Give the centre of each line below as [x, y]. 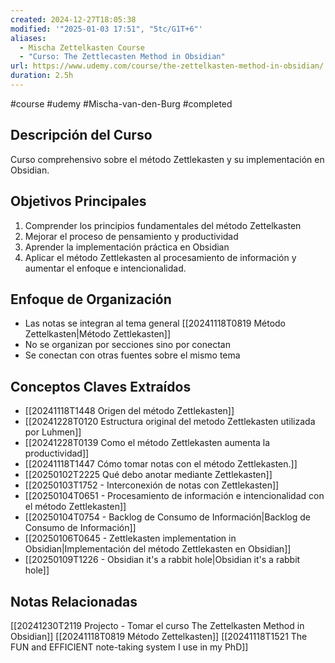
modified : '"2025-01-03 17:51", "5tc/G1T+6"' [106, 29]
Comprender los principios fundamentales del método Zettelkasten [163, 225]
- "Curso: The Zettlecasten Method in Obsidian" [122, 57]
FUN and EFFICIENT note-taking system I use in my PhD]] [129, 647]
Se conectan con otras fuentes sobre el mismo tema [132, 355]
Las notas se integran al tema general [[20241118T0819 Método [155, 323]
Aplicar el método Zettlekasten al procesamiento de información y [160, 257]
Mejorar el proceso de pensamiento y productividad [131, 236]
